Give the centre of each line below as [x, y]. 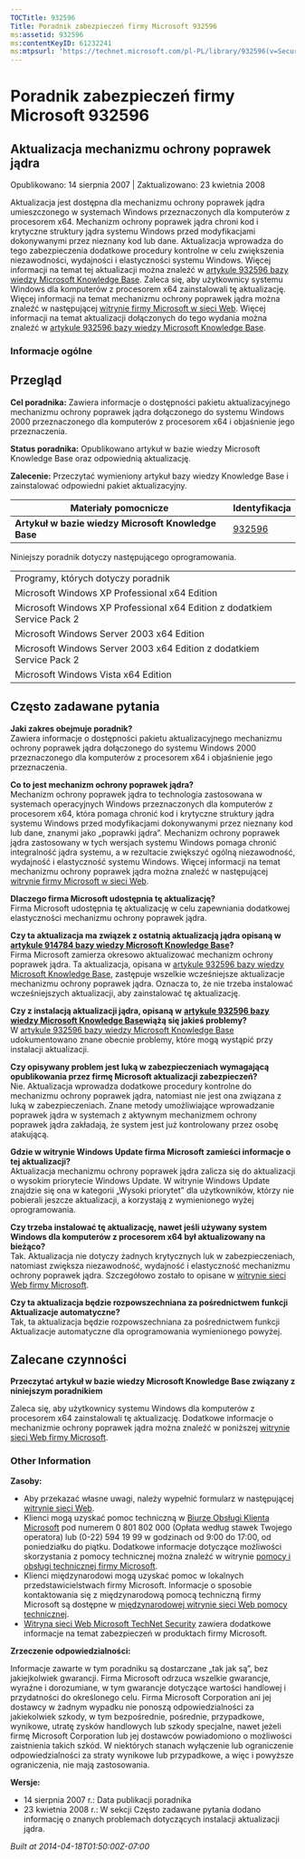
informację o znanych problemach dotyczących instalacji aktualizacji [151, 1819]
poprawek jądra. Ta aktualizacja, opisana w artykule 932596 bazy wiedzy [147, 964]
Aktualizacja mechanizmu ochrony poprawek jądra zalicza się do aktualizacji [153, 1171]
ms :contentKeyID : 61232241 [61, 43]
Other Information [51, 1461]
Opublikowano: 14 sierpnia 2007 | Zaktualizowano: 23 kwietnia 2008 [138, 185]
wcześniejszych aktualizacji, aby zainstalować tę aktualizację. [125, 992]
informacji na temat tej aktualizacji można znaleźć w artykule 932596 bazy [149, 270]
